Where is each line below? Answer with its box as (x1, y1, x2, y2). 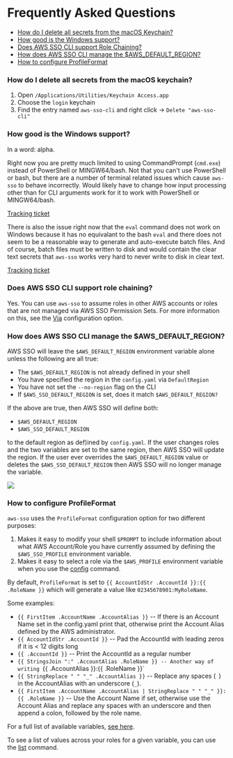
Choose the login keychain (17, 98, 95, 107)
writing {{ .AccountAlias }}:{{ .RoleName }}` (17, 665, 145, 673)
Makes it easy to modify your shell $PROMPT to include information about (17, 535, 222, 543)
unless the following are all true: (7, 354, 99, 363)
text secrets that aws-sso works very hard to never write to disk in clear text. (7, 252, 225, 261)
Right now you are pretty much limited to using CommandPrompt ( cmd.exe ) (7, 158, 221, 167)
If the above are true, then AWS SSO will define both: (7, 404, 159, 412)
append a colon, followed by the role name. (17, 709, 142, 718)
